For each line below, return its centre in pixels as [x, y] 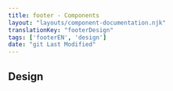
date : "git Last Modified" [52, 45]
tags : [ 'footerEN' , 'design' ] [58, 37]
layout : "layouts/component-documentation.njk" [87, 23]
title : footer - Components [54, 15]
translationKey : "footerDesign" [61, 30]
